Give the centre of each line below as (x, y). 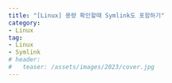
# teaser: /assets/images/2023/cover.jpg (82, 67)
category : (25, 23)
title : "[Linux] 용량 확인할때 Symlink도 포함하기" (86, 15)
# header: (25, 60)
